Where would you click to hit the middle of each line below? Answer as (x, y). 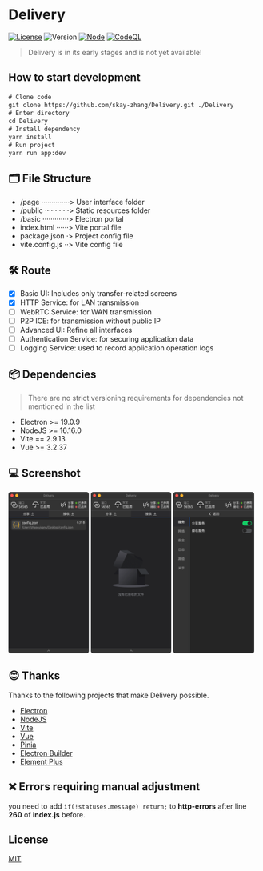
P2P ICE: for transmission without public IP (90, 321)
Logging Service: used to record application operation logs (117, 348)
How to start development (75, 78)
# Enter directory (39, 113)
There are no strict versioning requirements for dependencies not (135, 398)
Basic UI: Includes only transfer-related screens (98, 294)
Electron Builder (46, 753)
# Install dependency (44, 129)
